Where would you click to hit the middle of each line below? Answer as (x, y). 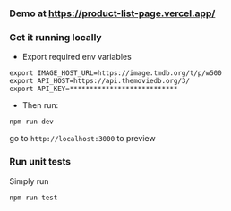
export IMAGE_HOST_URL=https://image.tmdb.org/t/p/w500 (115, 73)
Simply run (29, 181)
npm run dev (31, 122)
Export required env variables (77, 57)
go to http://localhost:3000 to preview (82, 139)
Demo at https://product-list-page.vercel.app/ (112, 13)
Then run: (40, 105)
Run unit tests (40, 162)
